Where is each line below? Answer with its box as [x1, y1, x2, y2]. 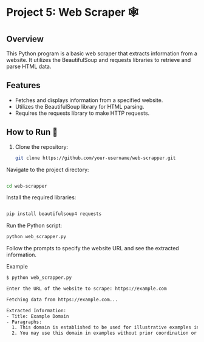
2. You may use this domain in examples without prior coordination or [12, 330, 197, 337]
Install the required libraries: [6, 194, 76, 201]
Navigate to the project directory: [6, 166, 89, 173]
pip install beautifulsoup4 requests [6, 211, 102, 217]
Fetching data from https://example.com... [6, 296, 118, 303]
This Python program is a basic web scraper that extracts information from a [6, 50, 197, 57]
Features [6, 80, 41, 91]
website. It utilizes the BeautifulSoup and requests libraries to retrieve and [6, 56, 191, 63]
